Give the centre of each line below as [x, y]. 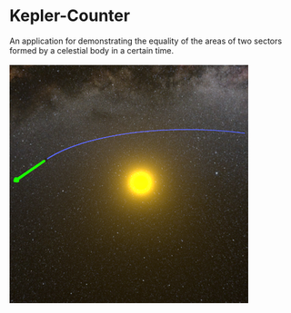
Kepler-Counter [70, 16]
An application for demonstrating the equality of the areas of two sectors [146, 41]
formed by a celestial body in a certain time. [92, 50]
